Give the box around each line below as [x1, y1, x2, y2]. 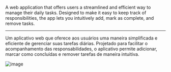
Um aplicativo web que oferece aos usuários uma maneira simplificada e [5, 35, 158, 41]
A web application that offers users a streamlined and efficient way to [5, 5, 151, 10]
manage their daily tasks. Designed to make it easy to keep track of [5, 10, 147, 16]
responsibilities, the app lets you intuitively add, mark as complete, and [5, 15, 154, 21]
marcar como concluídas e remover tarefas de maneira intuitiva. [5, 51, 139, 57]
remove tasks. [5, 20, 35, 26]
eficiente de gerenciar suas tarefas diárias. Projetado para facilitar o [5, 41, 148, 46]
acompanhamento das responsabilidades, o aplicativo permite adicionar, [5, 46, 158, 52]
